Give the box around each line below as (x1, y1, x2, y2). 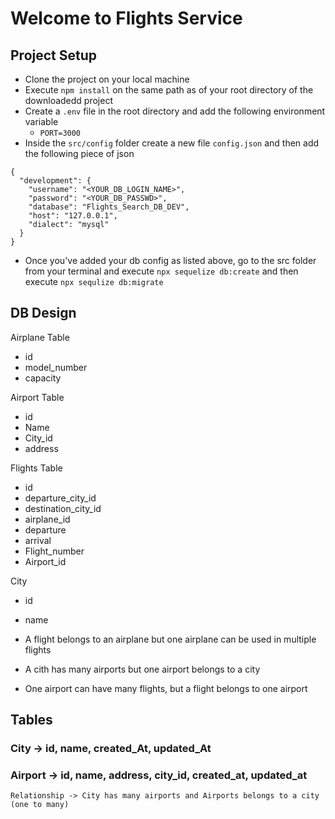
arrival (24, 534, 52, 546)
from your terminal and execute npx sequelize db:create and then (24, 265, 299, 277)
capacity (24, 372, 62, 384)
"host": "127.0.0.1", (28, 211, 118, 221)
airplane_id (24, 513, 71, 525)
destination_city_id (24, 502, 102, 514)
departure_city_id (24, 492, 97, 504)
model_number (24, 361, 88, 373)
